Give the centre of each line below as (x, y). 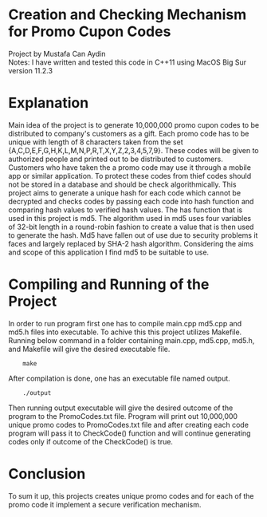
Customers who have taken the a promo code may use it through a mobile (130, 167)
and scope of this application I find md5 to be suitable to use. (109, 252)
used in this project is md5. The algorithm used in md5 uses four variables (130, 218)
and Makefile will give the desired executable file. (89, 349)
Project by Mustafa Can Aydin (57, 53)
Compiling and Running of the (109, 284)
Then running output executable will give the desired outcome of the (121, 408)
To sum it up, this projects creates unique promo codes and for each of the (131, 495)
